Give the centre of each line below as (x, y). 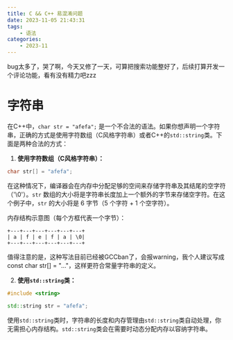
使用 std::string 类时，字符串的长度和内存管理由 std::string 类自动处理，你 (114, 320)
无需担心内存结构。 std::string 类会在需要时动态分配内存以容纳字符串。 (109, 329)
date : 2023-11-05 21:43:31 (46, 20)
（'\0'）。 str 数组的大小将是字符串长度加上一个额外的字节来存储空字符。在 (113, 194)
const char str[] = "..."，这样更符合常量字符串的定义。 (84, 265)
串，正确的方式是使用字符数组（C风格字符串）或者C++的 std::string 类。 (112, 135)
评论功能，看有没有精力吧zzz (55, 75)
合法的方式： (49, 144)
